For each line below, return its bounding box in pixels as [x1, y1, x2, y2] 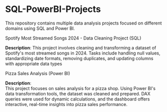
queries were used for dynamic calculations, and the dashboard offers [5, 96, 150, 102]
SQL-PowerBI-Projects [5, 3, 101, 15]
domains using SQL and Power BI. [5, 25, 75, 31]
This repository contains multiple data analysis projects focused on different [5, 20, 162, 26]
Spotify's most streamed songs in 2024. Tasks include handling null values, [5, 50, 160, 56]
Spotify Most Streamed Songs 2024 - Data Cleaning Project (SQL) [5, 35, 141, 41]
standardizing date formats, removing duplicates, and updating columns [5, 55, 153, 61]
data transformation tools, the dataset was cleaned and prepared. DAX [5, 90, 151, 96]
